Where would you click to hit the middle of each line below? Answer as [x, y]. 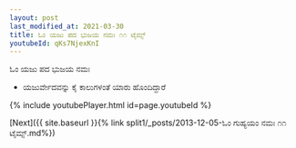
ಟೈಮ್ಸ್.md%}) [33, 133]
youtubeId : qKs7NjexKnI [55, 43]
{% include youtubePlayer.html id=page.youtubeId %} [111, 105]
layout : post [34, 18]
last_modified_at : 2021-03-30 [67, 26]
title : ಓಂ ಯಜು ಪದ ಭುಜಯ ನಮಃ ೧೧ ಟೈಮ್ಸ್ [77, 35]
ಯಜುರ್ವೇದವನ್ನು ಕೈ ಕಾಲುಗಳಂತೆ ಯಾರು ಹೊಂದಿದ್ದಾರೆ [94, 87]
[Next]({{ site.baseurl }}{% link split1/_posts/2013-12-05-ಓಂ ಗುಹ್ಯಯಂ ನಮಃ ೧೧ [148, 123]
